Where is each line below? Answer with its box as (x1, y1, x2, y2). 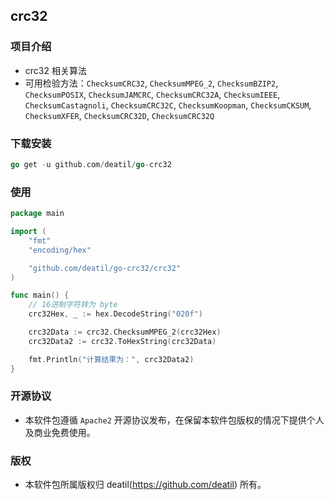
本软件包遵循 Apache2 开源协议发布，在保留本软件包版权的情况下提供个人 (24, 414, 325, 426)
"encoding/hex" (28, 245, 92, 255)
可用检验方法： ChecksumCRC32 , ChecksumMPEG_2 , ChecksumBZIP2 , (24, 77, 279, 89)
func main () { (10, 290, 70, 301)
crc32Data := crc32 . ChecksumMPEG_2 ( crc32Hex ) (28, 327, 222, 338)
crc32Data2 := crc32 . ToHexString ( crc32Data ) (28, 336, 217, 346)
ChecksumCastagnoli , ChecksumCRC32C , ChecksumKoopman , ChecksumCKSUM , (24, 99, 312, 111)
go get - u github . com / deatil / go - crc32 (10, 159, 172, 169)
